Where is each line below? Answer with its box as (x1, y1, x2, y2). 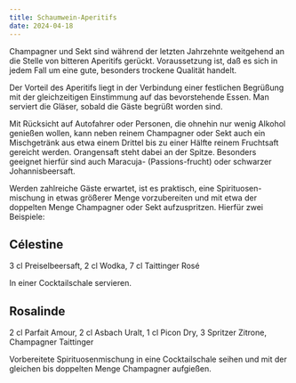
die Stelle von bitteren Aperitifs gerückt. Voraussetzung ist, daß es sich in (9, 55, 278, 66)
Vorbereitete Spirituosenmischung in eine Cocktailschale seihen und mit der (9, 354, 287, 365)
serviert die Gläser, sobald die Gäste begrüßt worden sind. (9, 101, 223, 111)
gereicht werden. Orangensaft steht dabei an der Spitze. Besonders (9, 146, 257, 157)
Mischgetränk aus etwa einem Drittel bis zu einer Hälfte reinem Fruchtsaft (9, 137, 279, 148)
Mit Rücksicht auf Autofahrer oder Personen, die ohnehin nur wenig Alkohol (9, 118, 286, 129)
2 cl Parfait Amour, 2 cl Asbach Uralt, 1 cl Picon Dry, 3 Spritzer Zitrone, (9, 327, 267, 338)
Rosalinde (9, 304, 66, 319)
